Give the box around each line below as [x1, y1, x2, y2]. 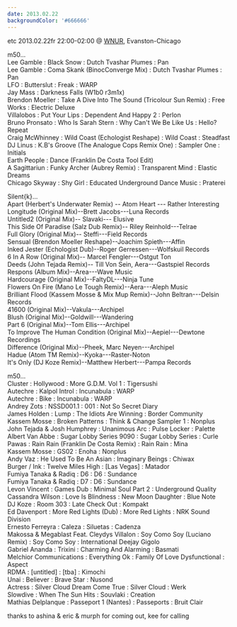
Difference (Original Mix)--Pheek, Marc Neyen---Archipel [7, 343, 175, 351]
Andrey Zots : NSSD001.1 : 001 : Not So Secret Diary [7, 401, 158, 410]
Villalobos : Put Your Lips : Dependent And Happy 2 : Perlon [7, 111, 182, 119]
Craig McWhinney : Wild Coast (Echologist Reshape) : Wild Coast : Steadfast [7, 133, 230, 142]
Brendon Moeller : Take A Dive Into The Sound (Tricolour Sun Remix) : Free [7, 95, 225, 104]
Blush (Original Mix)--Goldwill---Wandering [7, 313, 134, 321]
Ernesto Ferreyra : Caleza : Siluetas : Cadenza [7, 522, 141, 531]
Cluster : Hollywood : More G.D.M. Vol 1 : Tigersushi [7, 379, 158, 387]
